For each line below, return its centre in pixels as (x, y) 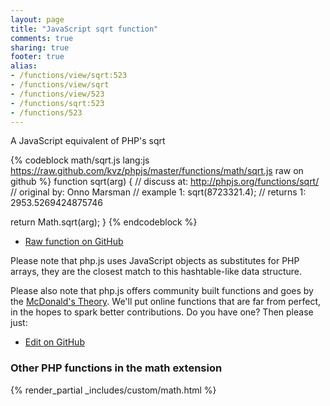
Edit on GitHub (54, 342)
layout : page (37, 19)
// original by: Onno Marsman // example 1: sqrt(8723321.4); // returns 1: (158, 192)
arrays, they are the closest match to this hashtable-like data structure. (156, 272)
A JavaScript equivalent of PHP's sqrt (88, 141)
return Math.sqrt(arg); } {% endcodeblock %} (104, 222)
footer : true (37, 57)
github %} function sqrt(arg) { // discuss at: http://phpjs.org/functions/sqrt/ (165, 182)
